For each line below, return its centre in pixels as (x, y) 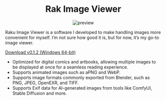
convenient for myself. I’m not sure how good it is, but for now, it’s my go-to (82, 37)
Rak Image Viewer (83, 9)
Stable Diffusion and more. (39, 93)
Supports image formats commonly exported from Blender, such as (81, 77)
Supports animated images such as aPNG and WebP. (66, 72)
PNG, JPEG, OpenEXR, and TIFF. (46, 83)
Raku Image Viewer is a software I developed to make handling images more (83, 32)
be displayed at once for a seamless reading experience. (70, 67)
